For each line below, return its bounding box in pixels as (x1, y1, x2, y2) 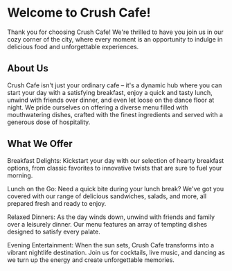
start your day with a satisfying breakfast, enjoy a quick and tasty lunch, (7, 88, 213, 96)
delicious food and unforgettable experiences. (7, 42, 139, 51)
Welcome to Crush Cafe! (7, 5, 151, 21)
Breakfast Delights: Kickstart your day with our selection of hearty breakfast (7, 156, 224, 164)
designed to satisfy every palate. (7, 227, 100, 236)
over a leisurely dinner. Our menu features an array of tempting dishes (7, 220, 208, 228)
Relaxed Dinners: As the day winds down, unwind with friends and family (7, 213, 215, 221)
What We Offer (7, 138, 73, 150)
